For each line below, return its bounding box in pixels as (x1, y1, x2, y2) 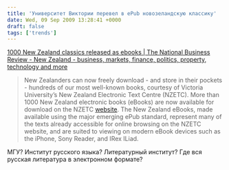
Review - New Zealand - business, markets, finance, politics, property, (7, 56, 207, 64)
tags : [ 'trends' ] (7, 29, 57, 36)
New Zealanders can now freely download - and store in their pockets (23, 76, 222, 85)
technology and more (7, 63, 68, 71)
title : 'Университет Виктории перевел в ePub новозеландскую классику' (7, 10, 217, 17)
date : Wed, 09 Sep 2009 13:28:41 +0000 (7, 17, 122, 23)
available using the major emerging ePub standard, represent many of (23, 113, 222, 121)
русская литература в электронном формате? (7, 156, 143, 164)
